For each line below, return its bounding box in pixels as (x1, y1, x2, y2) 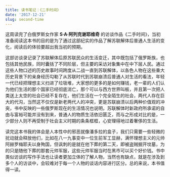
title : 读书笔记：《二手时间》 (5, 7, 61, 13)
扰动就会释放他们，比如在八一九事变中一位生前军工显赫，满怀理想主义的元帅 (5, 135, 165, 141)
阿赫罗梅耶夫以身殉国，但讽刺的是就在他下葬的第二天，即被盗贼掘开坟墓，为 (5, 141, 165, 147)
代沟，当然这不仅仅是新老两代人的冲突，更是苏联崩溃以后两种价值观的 (14, 99, 160, 105)
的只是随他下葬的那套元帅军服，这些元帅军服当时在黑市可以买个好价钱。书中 (5, 148, 165, 154)
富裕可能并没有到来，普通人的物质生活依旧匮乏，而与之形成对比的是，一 (14, 112, 165, 118)
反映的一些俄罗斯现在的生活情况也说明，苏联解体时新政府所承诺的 (22, 105, 160, 111)
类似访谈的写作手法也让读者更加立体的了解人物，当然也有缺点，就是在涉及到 (5, 154, 165, 160)
